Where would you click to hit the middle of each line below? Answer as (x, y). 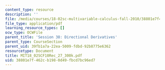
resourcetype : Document (29, 51)
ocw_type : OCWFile (24, 33)
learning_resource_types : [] (35, 28)
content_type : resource (29, 10)
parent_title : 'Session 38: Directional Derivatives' (61, 37)
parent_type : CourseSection (34, 42)
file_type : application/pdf (34, 23)
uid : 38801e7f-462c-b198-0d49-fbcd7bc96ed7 (50, 60)
